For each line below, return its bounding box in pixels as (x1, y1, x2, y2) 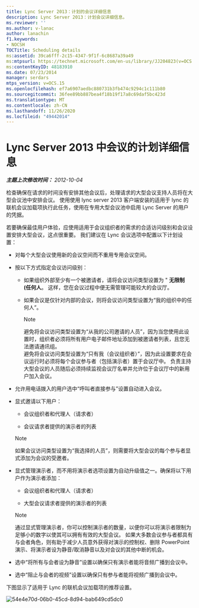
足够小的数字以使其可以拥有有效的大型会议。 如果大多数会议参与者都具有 (14, 531, 193, 539)
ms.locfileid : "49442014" (6, 113, 70, 119)
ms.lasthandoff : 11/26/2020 (6, 108, 76, 114)
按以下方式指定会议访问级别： (14, 264, 88, 271)
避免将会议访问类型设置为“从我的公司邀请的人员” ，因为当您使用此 (23, 328, 184, 335)
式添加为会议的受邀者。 (14, 454, 72, 461)
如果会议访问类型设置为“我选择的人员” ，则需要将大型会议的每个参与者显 (14, 447, 191, 454)
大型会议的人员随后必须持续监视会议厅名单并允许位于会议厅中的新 (23, 365, 185, 373)
